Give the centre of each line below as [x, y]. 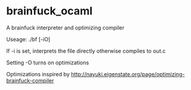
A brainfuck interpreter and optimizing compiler [65, 28]
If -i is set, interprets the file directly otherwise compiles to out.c [86, 51]
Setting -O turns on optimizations [48, 62]
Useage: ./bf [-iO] [28, 39]
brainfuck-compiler [30, 80]
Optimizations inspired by [38, 74]
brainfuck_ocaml [49, 11]
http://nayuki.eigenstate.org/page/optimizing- [128, 74]
